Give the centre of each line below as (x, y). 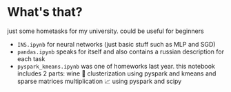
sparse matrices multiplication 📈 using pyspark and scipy (99, 81)
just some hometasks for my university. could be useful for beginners (106, 31)
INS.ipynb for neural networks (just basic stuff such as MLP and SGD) (116, 44)
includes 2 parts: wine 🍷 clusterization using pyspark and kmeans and (117, 73)
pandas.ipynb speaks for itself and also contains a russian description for (120, 51)
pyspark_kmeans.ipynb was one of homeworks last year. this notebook (116, 66)
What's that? (45, 12)
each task (31, 58)
